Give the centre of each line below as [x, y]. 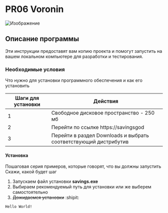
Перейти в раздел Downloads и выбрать [100, 136]
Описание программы [42, 39]
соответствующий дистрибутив [90, 142]
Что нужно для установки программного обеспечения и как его [74, 80]
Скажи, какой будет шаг [31, 172]
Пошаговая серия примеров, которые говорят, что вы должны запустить [83, 166]
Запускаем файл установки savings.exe [55, 181]
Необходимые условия [35, 69]
